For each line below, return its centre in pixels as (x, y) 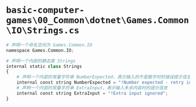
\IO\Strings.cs (43, 31)
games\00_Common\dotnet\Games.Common (98, 21)
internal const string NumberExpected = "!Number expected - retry (100, 83)
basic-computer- (45, 10)
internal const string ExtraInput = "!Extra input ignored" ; (92, 93)
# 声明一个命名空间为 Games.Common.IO (49, 45)
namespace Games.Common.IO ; (40, 50)
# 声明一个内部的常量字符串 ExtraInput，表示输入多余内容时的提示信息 (92, 88)
